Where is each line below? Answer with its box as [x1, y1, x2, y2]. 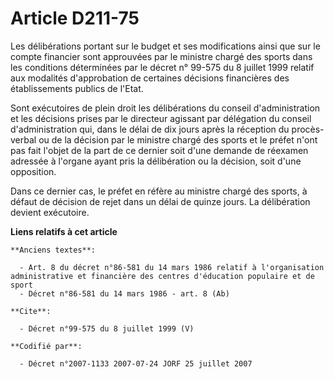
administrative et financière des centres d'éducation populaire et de [10, 271, 315, 281]
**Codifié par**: [10, 341, 83, 351]
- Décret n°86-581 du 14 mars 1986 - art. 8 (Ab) [19, 288, 230, 299]
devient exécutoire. [10, 206, 90, 218]
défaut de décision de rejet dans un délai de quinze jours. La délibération [10, 195, 311, 207]
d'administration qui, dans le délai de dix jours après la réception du [10, 123, 290, 135]
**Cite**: [10, 306, 52, 316]
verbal [10, 133, 37, 146]
